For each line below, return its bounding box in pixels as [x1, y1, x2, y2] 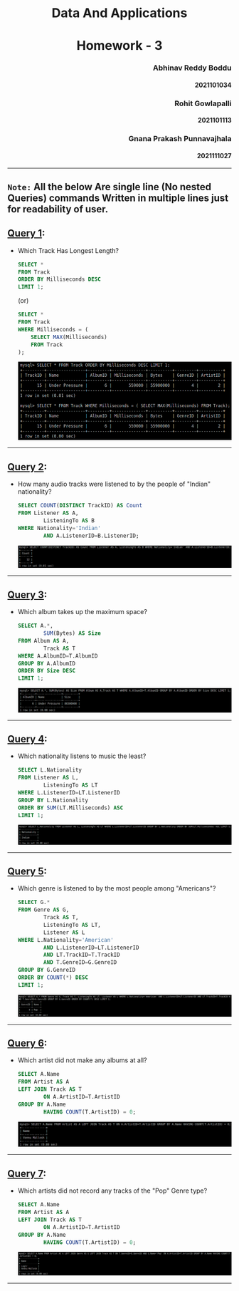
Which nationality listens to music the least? [17, 752, 147, 760]
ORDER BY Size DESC [17, 668, 76, 675]
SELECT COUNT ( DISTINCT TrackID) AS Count [17, 502, 143, 509]
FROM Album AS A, [17, 637, 70, 644]
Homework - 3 [76, 38, 163, 54]
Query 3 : [7, 589, 48, 601]
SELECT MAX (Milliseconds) [31, 333, 108, 341]
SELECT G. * [17, 899, 51, 906]
